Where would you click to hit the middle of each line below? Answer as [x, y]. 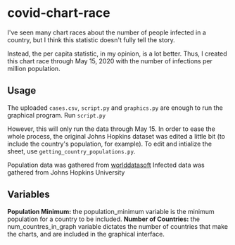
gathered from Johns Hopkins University [66, 172]
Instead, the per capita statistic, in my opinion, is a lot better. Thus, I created [117, 54]
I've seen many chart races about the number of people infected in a [107, 32]
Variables [29, 195]
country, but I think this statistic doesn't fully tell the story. [91, 39]
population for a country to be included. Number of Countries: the [104, 219]
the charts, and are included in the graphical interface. [86, 234]
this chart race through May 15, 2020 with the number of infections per [110, 61]
